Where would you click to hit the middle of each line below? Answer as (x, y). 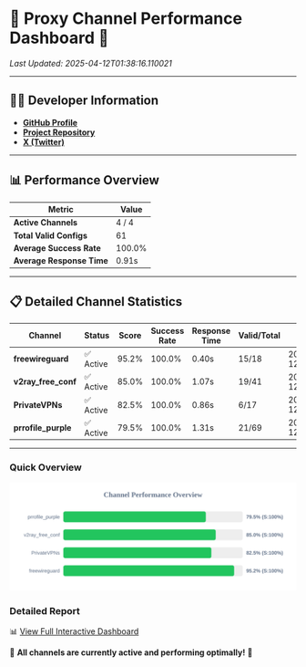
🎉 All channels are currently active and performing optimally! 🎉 (131, 652)
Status (97, 336)
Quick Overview (46, 467)
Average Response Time (61, 261)
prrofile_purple (42, 427)
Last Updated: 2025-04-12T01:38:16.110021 (91, 63)
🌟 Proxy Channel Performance (126, 19)
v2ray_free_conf (45, 381)
